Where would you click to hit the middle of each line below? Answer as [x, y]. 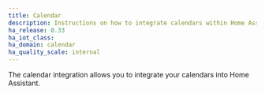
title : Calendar [35, 15]
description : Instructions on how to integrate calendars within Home [127, 23]
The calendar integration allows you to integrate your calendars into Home [129, 75]
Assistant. [24, 83]
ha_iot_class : [32, 38]
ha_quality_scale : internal [54, 52]
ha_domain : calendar [42, 45]
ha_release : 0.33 [37, 30]
